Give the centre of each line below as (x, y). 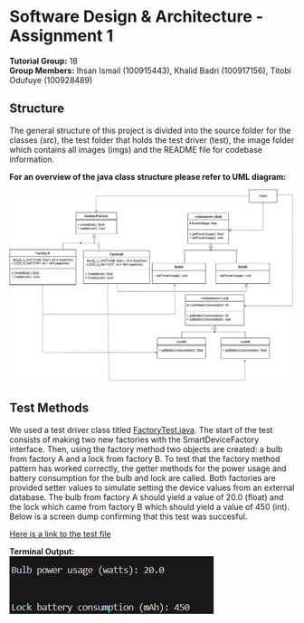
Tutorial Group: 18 (44, 61)
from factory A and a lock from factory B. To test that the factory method (145, 458)
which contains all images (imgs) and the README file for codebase (136, 149)
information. (32, 159)
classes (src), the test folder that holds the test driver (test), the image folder (152, 140)
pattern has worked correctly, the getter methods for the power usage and (148, 468)
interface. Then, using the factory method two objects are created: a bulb (146, 448)
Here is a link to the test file (60, 533)
